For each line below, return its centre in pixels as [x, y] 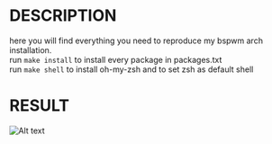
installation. [31, 49]
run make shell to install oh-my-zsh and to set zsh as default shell [131, 69]
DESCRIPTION [63, 16]
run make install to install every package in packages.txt [116, 59]
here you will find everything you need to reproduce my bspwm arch [136, 40]
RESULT [40, 106]
